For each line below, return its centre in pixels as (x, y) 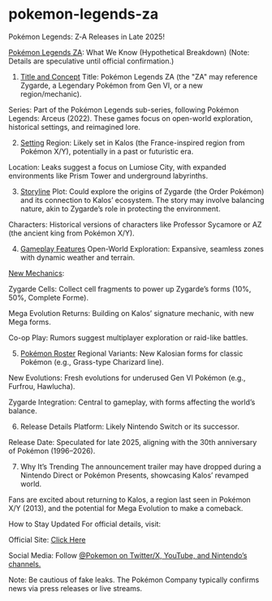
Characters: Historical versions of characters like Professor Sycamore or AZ (135, 224)
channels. (25, 564)
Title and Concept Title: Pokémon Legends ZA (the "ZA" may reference (139, 76)
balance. (23, 410)
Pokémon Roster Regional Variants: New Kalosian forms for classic (132, 353)
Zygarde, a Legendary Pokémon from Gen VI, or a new (111, 85)
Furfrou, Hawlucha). (42, 386)
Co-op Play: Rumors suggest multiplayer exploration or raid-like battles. (128, 337)
